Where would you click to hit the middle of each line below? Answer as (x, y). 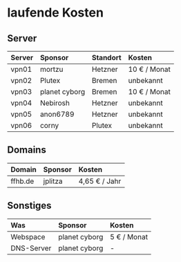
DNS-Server (31, 248)
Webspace (28, 236)
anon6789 (57, 114)
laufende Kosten (55, 13)
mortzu (52, 69)
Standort (107, 58)
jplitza (53, 181)
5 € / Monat (129, 236)
